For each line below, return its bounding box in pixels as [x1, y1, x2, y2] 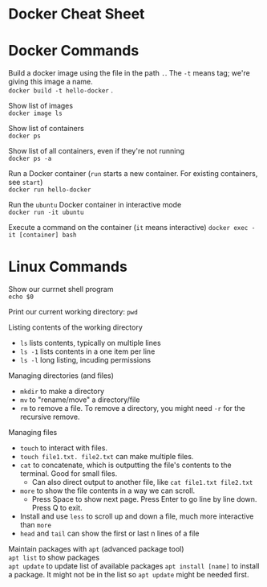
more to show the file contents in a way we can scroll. [19, 486, 196, 495]
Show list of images [8, 101, 74, 111]
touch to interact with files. [19, 443, 108, 453]
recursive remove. [19, 412, 80, 422]
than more [19, 520, 52, 530]
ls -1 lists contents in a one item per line [19, 347, 156, 356]
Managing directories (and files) [8, 371, 115, 380]
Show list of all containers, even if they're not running [8, 146, 185, 156]
